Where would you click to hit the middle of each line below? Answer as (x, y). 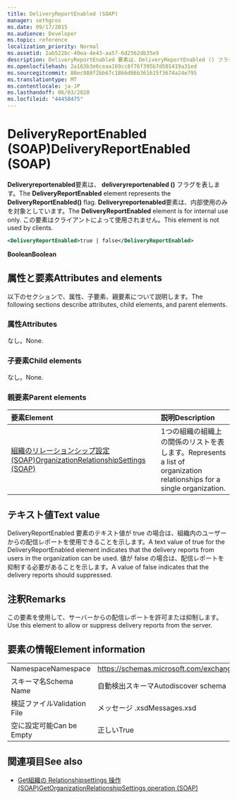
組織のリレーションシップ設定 (60, 450)
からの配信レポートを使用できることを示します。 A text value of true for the (116, 542)
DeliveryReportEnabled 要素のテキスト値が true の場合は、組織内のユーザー (117, 533)
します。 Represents (194, 452)
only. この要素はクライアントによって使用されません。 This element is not (114, 220)
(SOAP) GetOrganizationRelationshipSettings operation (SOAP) (108, 788)
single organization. (193, 488)
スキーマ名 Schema (42, 681)
